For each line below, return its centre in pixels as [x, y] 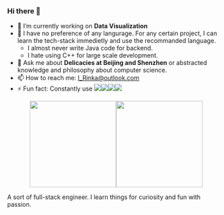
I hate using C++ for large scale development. [93, 55]
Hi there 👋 [24, 11]
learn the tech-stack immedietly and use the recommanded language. [116, 41]
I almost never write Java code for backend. [90, 48]
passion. [19, 205]
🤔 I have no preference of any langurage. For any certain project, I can [117, 33]
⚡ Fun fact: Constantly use [55, 88]
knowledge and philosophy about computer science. [92, 70]
